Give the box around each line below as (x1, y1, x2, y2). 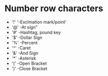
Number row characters (4, 3, 104, 14)
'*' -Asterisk (11, 55, 36, 61)
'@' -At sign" (11, 24, 38, 30)
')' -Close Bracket (11, 65, 47, 71)
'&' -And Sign (11, 50, 39, 56)
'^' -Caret (11, 45, 31, 51)
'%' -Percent (11, 39, 38, 45)
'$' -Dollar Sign (11, 35, 43, 40)
